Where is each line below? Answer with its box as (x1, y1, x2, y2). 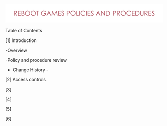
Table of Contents (5, 28, 43, 34)
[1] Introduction (5, 37, 37, 44)
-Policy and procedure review (5, 57, 67, 63)
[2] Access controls (5, 77, 46, 83)
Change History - (12, 67, 49, 73)
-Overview (5, 47, 28, 54)
